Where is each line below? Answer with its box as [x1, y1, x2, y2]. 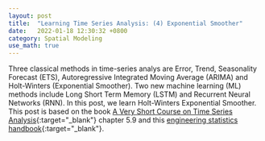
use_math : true [8, 42, 60, 50]
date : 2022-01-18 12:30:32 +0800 [8, 27, 128, 35]
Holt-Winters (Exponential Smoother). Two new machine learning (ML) [8, 81, 242, 91]
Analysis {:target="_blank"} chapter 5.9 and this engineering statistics [8, 115, 238, 125]
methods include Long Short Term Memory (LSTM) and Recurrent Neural [8, 89, 251, 99]
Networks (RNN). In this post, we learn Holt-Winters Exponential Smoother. [8, 98, 257, 108]
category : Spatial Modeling [8, 34, 103, 43]
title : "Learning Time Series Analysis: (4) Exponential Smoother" [8, 19, 243, 27]
